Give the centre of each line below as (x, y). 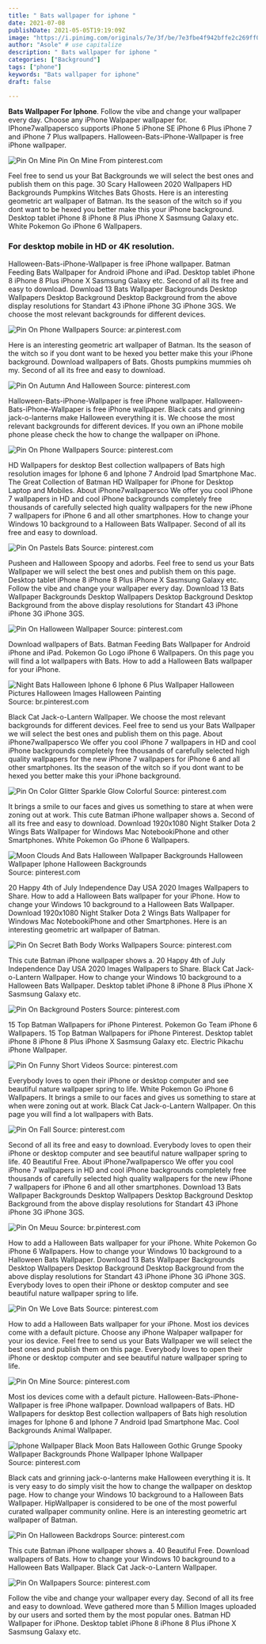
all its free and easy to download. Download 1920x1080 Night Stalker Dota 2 (132, 823)
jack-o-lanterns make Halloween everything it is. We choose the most (122, 417)
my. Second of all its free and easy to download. (87, 370)
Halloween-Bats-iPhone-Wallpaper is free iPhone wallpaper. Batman (120, 264)
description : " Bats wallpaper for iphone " (83, 52)
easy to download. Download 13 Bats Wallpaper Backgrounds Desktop (123, 289)
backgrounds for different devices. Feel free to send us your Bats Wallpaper (132, 725)
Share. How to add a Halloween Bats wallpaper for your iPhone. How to (124, 896)
